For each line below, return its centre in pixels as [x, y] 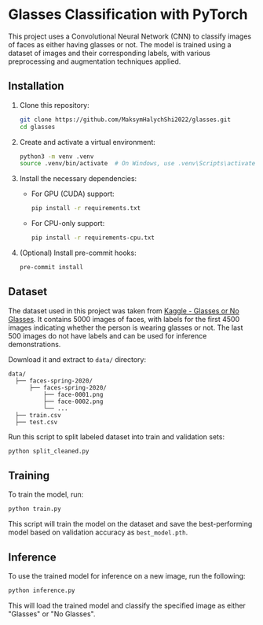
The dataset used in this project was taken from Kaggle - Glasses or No [124, 311]
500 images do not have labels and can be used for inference [108, 335]
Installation [36, 86]
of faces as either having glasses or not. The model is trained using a [120, 44]
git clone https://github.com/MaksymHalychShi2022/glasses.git [125, 120]
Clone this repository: [54, 105]
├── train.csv [38, 415]
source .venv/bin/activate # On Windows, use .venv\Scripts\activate [137, 164]
